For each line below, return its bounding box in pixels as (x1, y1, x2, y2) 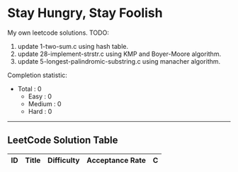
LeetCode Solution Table (7, 134, 118, 147)
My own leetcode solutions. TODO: (7, 28, 110, 37)
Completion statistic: (7, 71, 67, 79)
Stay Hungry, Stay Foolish (7, 5, 163, 21)
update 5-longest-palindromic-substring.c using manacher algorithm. (17, 57, 221, 65)
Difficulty (47, 155, 80, 165)
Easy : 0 (28, 92, 52, 101)
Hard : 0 (28, 107, 52, 115)
